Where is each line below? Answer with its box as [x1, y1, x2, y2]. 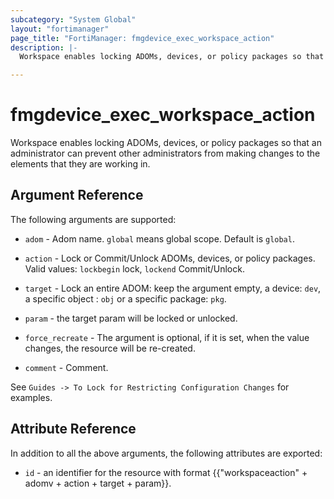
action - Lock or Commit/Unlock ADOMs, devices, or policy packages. [24, 252, 316, 264]
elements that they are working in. [10, 158, 151, 170]
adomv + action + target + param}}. [24, 477, 172, 489]
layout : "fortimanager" [10, 24, 110, 34]
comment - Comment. [24, 361, 109, 373]
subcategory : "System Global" [10, 14, 137, 25]
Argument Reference [10, 187, 144, 204]
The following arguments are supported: [10, 213, 177, 225]
